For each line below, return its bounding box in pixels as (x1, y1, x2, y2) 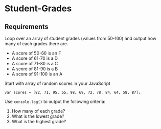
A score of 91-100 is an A (11, 71, 63, 77)
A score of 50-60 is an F (11, 50, 61, 56)
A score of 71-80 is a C (11, 61, 58, 66)
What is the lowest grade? (11, 113, 65, 119)
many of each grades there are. (4, 41, 68, 47)
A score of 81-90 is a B (11, 66, 58, 72)
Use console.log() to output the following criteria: (4, 99, 106, 104)
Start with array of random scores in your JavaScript (4, 80, 111, 86)
